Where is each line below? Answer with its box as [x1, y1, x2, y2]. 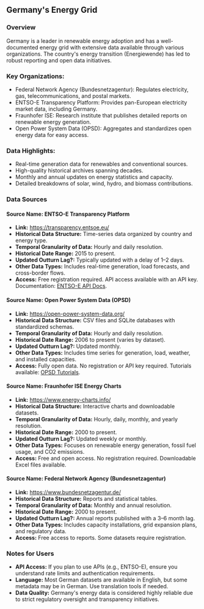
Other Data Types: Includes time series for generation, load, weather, [15, 349, 191, 356]
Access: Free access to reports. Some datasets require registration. [15, 534, 186, 542]
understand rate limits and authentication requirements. [15, 570, 155, 577]
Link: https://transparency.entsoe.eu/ [15, 224, 109, 231]
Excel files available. [15, 461, 67, 468]
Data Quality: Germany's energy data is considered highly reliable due [15, 589, 194, 597]
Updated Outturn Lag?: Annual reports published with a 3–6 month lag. [15, 515, 195, 522]
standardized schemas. [15, 323, 75, 330]
